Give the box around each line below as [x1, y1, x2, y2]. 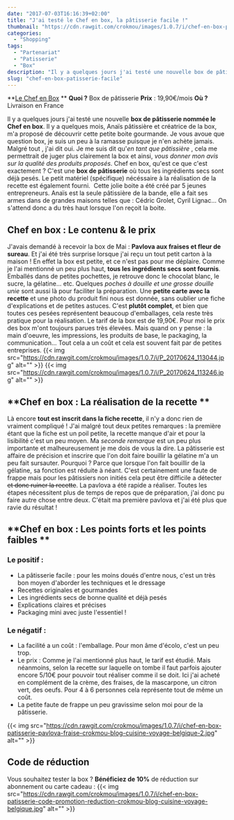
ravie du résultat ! [7, 503, 58, 511]
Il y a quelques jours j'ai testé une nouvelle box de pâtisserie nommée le [7, 115, 216, 123]
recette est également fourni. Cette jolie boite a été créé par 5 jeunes [7, 182, 207, 190]
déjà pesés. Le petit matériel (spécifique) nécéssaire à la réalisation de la [7, 174, 217, 183]
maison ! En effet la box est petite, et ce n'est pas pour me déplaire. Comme [7, 257, 225, 265]
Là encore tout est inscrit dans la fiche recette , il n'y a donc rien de [7, 415, 203, 422]
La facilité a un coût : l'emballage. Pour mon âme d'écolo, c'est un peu [17, 641, 219, 649]
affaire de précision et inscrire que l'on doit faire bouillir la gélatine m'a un [7, 451, 219, 460]
